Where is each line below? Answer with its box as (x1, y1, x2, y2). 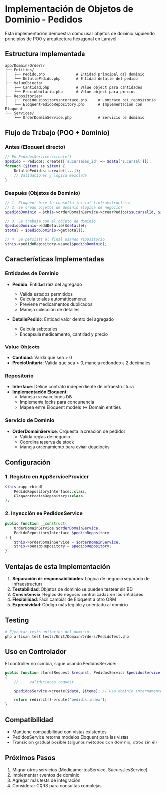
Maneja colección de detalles (19, 306, 80, 312)
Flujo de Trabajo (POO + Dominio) (5, 129, 110, 137)
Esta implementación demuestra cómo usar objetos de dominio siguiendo (5, 30, 155, 36)
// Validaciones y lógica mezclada (14, 173, 87, 178)
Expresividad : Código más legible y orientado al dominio (12, 601, 128, 607)
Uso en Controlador (5, 647, 67, 656)
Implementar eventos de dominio (12, 772, 80, 778)
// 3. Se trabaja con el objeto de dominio (5, 219, 96, 224)
